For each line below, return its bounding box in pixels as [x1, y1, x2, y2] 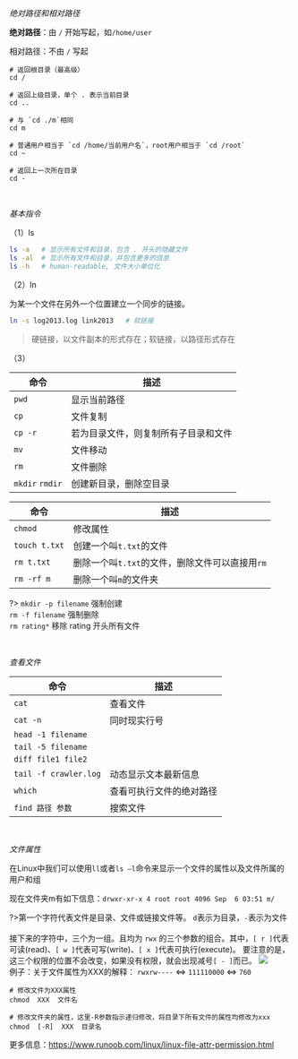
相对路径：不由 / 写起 [9, 46, 89, 56]
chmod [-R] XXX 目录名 [9, 1022, 102, 1031]
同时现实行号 [109, 714, 164, 727]
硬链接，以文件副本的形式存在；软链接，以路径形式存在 [30, 333, 235, 344]
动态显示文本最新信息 [109, 768, 200, 780]
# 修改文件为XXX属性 [9, 986, 77, 994]
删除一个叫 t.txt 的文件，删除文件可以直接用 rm [72, 556, 267, 569]
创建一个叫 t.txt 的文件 [72, 539, 168, 552]
